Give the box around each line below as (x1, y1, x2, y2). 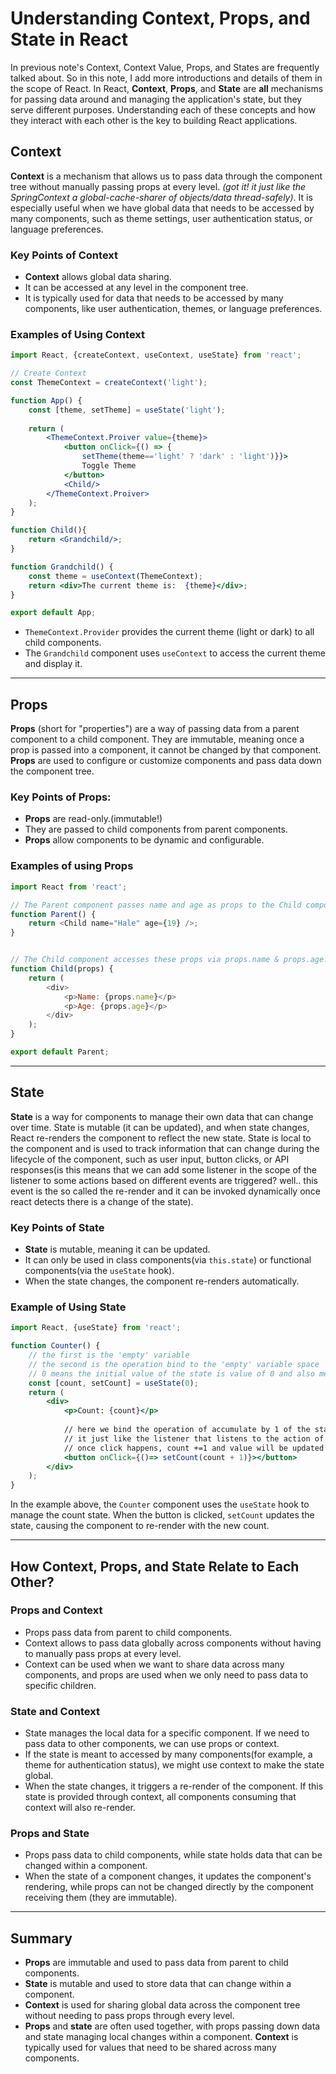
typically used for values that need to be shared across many (24, 2042, 277, 2054)
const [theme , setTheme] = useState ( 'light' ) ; (28, 405, 226, 415)
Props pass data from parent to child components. (24, 1626, 233, 1638)
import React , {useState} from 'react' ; (10, 1323, 182, 1333)
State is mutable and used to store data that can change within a (24, 1978, 292, 1990)
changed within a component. (24, 1860, 148, 1872)
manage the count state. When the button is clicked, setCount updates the (10, 1509, 315, 1521)
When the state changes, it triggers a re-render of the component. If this (24, 1780, 324, 1792)
